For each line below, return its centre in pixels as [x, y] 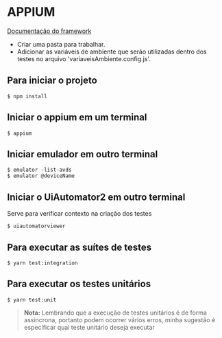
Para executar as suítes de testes [79, 247]
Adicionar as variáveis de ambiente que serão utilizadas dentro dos [112, 52]
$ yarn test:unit [32, 300]
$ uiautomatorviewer [37, 226]
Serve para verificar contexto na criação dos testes [79, 214]
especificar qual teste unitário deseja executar [89, 327]
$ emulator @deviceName [41, 176]
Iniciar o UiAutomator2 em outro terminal [96, 197]
